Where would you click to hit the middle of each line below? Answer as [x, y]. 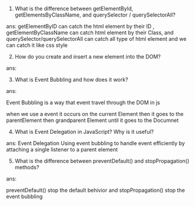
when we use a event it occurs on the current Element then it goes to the [95, 114]
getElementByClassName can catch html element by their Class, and [90, 33]
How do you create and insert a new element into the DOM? [88, 57]
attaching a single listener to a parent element [62, 149]
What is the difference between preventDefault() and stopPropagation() [102, 161]
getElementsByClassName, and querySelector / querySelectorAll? [95, 15]
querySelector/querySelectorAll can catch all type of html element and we [96, 39]
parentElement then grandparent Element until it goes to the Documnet [92, 120]
